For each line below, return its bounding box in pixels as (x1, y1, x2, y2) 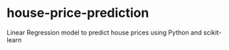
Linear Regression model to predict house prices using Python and (6, 28, 202, 37)
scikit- (203, 28, 222, 37)
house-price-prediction (6, 5, 149, 21)
